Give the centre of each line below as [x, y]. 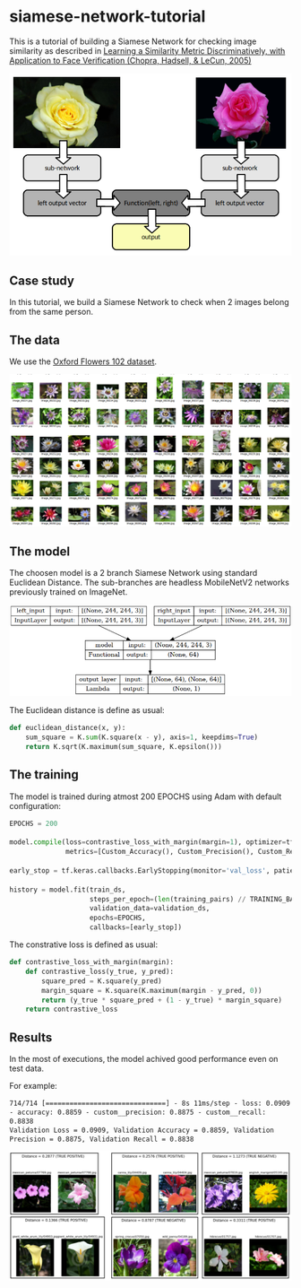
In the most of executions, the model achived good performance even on [144, 1059]
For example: [34, 1086]
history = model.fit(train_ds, [68, 890]
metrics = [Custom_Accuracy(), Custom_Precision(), [160, 852]
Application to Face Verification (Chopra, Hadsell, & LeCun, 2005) [131, 60]
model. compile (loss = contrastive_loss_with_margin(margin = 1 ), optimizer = [148, 842]
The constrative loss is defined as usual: [84, 944]
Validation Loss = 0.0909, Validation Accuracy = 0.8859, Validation [142, 1131]
